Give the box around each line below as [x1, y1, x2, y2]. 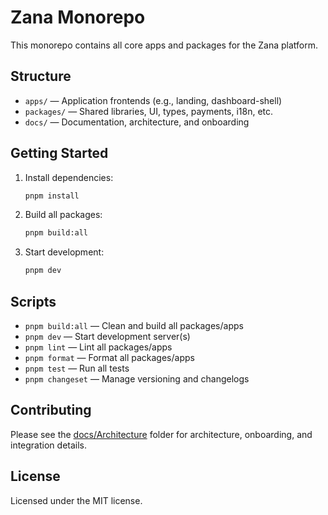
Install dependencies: [24, 171, 114, 183]
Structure [10, 68, 72, 85]
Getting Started [10, 145, 109, 162]
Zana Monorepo [10, 6, 146, 29]
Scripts [10, 293, 57, 310]
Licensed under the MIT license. [10, 494, 143, 506]
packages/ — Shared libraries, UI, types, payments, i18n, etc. [24, 105, 274, 117]
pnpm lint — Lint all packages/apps [24, 341, 173, 353]
